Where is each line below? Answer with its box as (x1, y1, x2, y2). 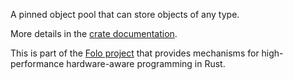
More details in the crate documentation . (10, 28, 178, 39)
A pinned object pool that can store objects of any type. (10, 9, 240, 20)
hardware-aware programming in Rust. (66, 58, 226, 69)
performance (10, 58, 65, 69)
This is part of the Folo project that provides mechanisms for (10, 47, 260, 59)
